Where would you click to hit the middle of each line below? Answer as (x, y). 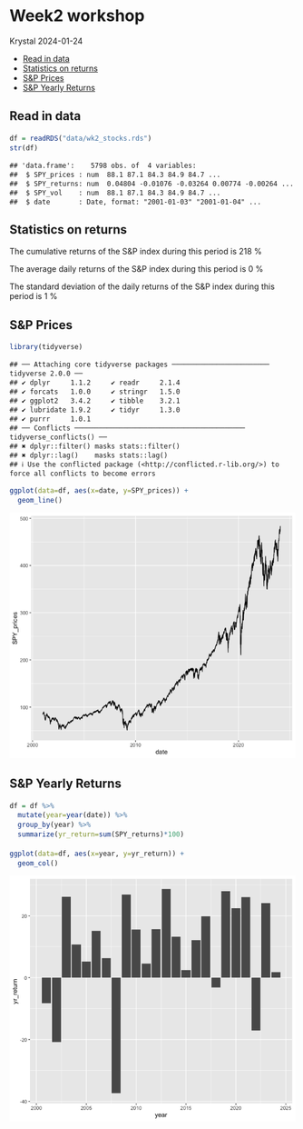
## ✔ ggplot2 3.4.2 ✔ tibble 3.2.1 (95, 401)
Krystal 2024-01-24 (46, 41)
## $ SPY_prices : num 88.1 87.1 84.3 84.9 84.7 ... (115, 175)
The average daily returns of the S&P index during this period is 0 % (137, 269)
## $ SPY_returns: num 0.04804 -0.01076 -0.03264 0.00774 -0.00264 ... (152, 184)
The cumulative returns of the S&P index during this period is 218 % (136, 252)
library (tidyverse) (46, 347)
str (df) (24, 148)
